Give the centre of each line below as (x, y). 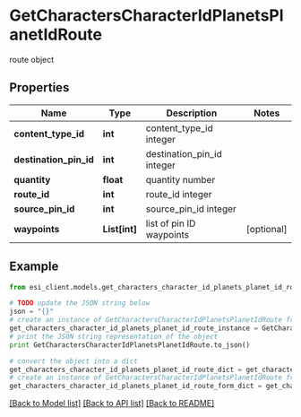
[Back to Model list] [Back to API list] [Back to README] (112, 404)
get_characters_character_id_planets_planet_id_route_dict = (126, 369)
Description (192, 113)
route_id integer (179, 194)
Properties (39, 87)
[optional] (267, 229)
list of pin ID (171, 223)
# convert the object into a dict (74, 361)
